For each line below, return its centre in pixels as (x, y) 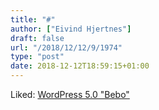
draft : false (37, 38)
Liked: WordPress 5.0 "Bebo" (70, 94)
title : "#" (33, 19)
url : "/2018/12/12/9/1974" (66, 47)
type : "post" (37, 57)
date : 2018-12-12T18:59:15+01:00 (80, 66)
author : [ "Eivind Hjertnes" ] (71, 29)
